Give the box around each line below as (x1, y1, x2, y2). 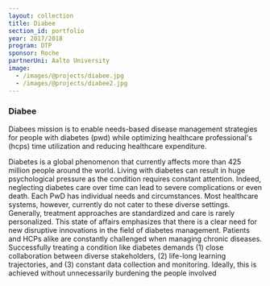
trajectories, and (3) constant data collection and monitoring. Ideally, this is (8, 259, 257, 269)
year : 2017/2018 (8, 34, 63, 43)
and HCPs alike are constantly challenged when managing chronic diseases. (8, 234, 262, 243)
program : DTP (8, 42, 52, 50)
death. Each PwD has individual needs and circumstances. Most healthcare (8, 191, 259, 201)
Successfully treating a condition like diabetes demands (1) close (8, 242, 224, 252)
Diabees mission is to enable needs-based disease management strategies (8, 124, 258, 134)
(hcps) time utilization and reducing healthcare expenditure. (8, 141, 207, 151)
